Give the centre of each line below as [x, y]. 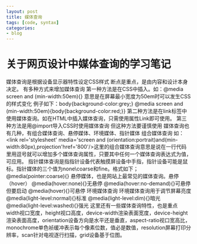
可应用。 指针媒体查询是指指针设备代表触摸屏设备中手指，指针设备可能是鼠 [97, 162]
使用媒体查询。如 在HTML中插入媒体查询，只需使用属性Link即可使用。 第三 [96, 119]
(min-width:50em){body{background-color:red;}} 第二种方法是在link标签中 [96, 111]
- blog [14, 34]
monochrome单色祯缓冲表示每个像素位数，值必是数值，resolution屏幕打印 [96, 228]
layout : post [22, 11]
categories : [21, 28]
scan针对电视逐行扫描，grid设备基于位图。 [73, 235]
